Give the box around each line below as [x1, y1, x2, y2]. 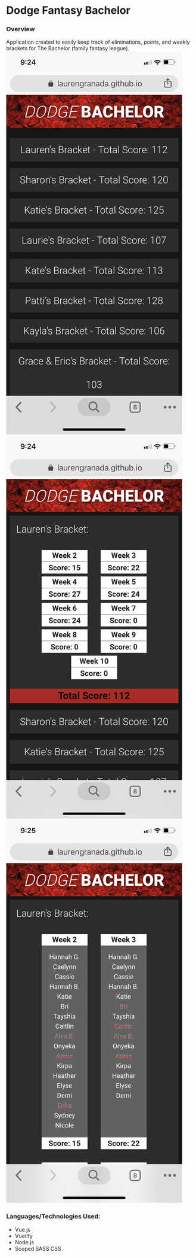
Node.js [14, 1238, 35, 1245]
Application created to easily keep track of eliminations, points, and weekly [6, 38, 190, 45]
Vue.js [14, 1226, 31, 1233]
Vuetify [14, 1232, 33, 1239]
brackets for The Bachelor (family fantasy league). [6, 45, 130, 52]
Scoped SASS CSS [14, 1245, 61, 1252]
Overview [6, 25, 35, 34]
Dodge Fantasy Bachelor [6, 4, 131, 17]
